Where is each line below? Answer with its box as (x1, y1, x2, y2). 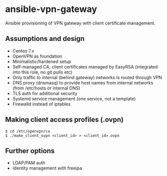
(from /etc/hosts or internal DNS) (12, 85, 80, 91)
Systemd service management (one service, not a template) (12, 95, 136, 101)
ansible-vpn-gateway (5, 3, 97, 15)
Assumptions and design (5, 34, 85, 43)
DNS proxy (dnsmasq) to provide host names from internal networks (12, 79, 153, 85)
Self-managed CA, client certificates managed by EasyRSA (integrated (12, 63, 158, 69)
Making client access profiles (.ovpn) (5, 115, 124, 124)
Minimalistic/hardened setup (12, 58, 71, 64)
